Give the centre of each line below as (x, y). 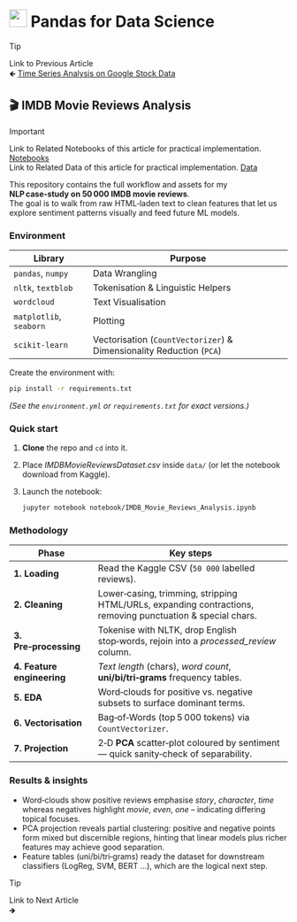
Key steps (190, 553)
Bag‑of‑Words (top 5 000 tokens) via (174, 718)
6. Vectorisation (48, 723)
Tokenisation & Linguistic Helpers (162, 288)
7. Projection (41, 749)
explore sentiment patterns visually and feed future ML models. (125, 212)
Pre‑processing (47, 647)
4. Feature (35, 666)
